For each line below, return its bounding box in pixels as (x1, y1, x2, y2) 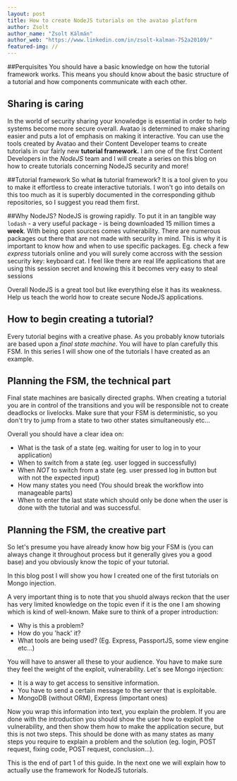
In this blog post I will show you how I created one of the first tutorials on (7, 571, 219, 580)
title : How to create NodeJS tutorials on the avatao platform (7, 17, 197, 24)
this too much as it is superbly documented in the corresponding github (7, 190, 215, 198)
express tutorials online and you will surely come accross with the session (7, 249, 222, 258)
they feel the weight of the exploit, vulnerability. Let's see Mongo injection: (7, 665, 224, 674)
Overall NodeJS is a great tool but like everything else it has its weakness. (7, 285, 222, 294)
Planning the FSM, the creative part (7, 524, 166, 536)
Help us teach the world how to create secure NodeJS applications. (7, 292, 204, 301)
